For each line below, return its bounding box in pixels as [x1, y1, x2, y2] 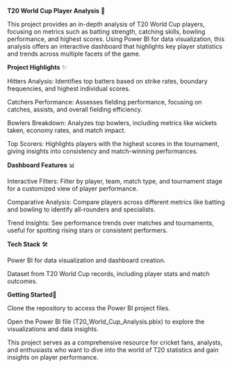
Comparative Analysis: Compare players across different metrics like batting [7, 198, 225, 206]
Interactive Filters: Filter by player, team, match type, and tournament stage [7, 177, 223, 185]
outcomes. [7, 277, 38, 285]
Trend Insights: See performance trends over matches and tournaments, [7, 219, 214, 227]
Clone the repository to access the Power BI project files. [7, 304, 170, 312]
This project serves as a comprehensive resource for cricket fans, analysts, [7, 338, 223, 346]
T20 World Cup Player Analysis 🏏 [7, 7, 106, 15]
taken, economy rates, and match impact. [7, 126, 126, 134]
